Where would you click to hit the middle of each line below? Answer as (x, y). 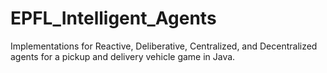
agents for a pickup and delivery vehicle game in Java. (123, 56)
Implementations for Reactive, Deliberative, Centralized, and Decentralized (164, 46)
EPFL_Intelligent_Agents (113, 18)
